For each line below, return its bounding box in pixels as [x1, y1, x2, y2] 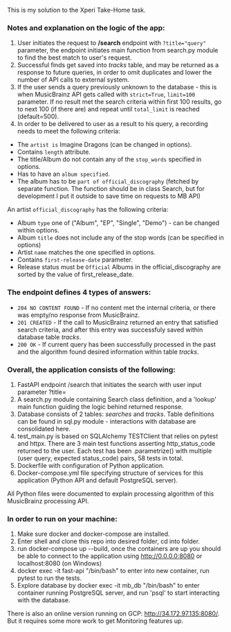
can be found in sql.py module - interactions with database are [17, 417, 196, 425]
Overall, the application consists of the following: [7, 365, 176, 374]
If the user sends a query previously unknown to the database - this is [17, 83, 217, 91]
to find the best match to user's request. [17, 53, 132, 62]
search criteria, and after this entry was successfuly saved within [17, 325, 203, 334]
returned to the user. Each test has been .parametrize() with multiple [17, 446, 212, 455]
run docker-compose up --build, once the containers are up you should [17, 545, 221, 553]
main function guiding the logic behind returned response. [17, 402, 183, 410]
